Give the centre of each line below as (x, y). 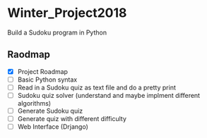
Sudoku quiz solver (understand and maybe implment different (108, 95)
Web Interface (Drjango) (53, 127)
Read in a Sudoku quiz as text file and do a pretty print (97, 87)
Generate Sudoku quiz (50, 111)
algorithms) (34, 103)
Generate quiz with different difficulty (72, 119)
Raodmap (29, 55)
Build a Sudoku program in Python (57, 32)
